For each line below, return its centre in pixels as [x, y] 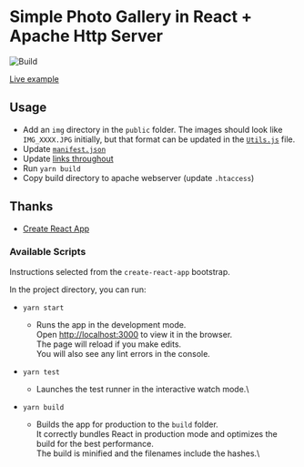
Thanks [31, 207]
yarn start [43, 308]
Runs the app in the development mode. [111, 324]
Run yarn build [51, 168]
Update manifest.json [64, 148]
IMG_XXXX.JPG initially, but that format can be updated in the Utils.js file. [159, 139]
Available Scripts [48, 252]
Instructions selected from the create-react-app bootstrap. [120, 271]
